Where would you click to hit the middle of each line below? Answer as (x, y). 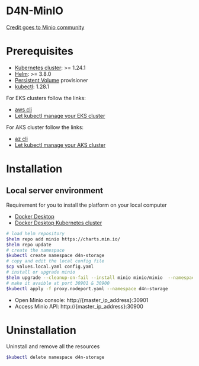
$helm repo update (29, 245)
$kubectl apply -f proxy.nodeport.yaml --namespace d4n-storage (87, 288)
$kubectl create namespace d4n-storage (55, 256)
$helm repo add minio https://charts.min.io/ (63, 239)
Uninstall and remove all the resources (53, 346)
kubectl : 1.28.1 (32, 86)
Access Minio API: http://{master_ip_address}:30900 (79, 306)
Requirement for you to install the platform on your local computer (86, 205)
